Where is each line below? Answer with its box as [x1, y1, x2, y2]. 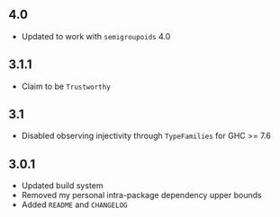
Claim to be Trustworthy [21, 81, 112, 91]
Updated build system [21, 180, 104, 191]
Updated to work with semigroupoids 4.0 [21, 30, 171, 41]
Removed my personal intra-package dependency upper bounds [21, 190, 262, 201]
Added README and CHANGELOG [21, 199, 128, 210]
